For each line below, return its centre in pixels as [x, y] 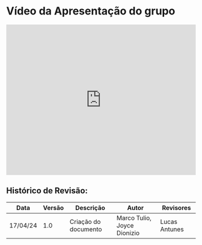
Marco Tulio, [134, 218]
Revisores [176, 208]
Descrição [90, 208]
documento [86, 229]
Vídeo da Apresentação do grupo [91, 11]
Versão [54, 208]
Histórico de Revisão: [47, 191]
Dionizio [128, 233]
